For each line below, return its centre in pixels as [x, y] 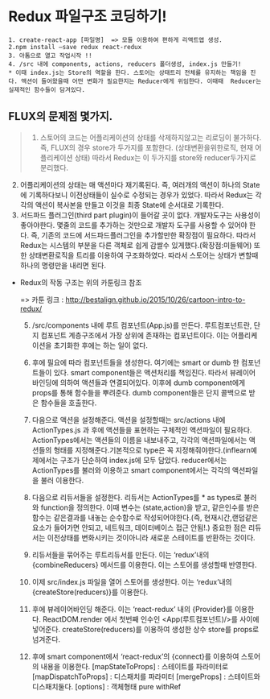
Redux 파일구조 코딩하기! [88, 17]
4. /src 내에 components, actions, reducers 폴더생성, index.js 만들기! [125, 64]
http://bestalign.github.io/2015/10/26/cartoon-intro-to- [155, 300]
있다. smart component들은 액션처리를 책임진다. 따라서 [141, 372]
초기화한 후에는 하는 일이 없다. [101, 345]
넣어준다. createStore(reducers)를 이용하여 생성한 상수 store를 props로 [145, 629]
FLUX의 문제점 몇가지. [61, 116]
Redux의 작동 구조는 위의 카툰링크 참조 [81, 282]
